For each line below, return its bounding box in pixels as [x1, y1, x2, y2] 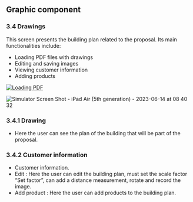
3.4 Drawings [6, 22, 46, 31]
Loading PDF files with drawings [14, 53, 94, 61]
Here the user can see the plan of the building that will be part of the [14, 129, 181, 136]
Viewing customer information [14, 66, 88, 73]
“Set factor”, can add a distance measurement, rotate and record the [14, 177, 181, 184]
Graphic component [6, 5, 81, 15]
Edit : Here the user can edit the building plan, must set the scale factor [14, 171, 187, 178]
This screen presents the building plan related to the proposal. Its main [6, 35, 178, 43]
